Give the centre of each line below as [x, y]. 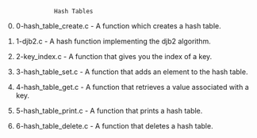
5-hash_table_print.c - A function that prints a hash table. [109, 111]
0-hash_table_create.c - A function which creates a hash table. [119, 26]
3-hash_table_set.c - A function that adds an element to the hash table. [132, 72]
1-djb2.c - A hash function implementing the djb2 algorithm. [113, 41]
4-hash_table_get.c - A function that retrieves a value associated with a [132, 87]
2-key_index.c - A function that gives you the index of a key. [114, 56]
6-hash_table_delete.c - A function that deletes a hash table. [114, 126]
